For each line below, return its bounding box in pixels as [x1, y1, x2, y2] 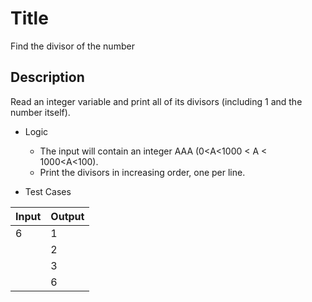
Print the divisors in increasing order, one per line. [39, 166, 246, 178]
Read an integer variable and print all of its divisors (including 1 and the [10, 95, 303, 107]
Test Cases [24, 185, 72, 197]
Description [10, 69, 85, 86]
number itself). [10, 106, 71, 118]
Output [50, 209, 85, 223]
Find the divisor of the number [10, 40, 135, 52]
